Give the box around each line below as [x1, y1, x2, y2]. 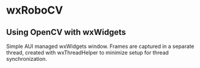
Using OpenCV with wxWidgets [6, 27, 127, 37]
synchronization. [6, 56, 48, 62]
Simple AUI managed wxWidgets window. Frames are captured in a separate [6, 43, 195, 50]
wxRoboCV [6, 4, 63, 17]
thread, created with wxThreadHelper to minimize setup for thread [6, 49, 169, 56]
